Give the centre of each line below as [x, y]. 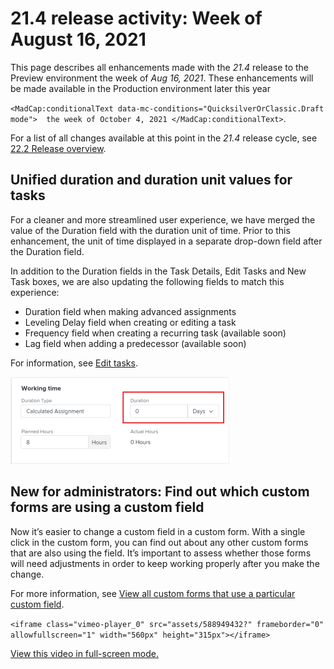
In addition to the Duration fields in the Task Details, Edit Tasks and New [158, 271]
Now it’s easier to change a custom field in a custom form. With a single [158, 531]
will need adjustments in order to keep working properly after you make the [165, 563]
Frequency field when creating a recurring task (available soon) [155, 333]
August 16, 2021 [78, 39]
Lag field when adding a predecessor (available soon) [135, 343]
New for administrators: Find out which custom [160, 492]
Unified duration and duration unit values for [151, 180]
